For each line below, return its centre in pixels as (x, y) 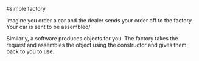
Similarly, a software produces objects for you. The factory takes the (92, 38)
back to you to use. (30, 51)
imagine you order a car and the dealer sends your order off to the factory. (100, 20)
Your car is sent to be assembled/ (48, 27)
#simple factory (26, 9)
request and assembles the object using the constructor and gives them (96, 45)
